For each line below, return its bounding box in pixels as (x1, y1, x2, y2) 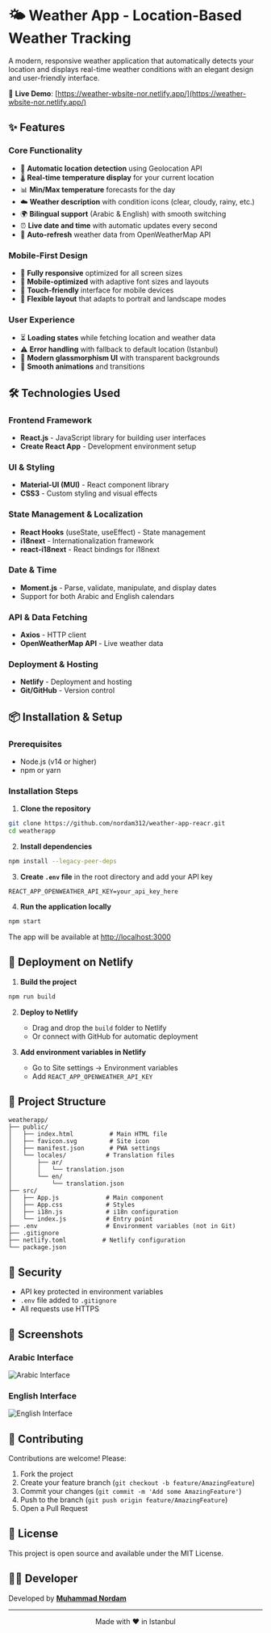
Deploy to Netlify (19, 1007, 78, 1017)
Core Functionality (8, 145, 83, 156)
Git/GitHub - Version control (19, 686, 115, 695)
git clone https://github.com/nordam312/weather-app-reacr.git (8, 820, 226, 828)
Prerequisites (8, 738, 62, 749)
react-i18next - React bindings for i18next (19, 544, 160, 554)
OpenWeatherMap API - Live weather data (19, 639, 164, 648)
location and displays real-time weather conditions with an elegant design (8, 64, 254, 74)
